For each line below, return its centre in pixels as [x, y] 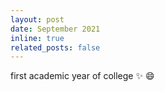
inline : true [37, 38]
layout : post [37, 19]
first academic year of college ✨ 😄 [82, 76]
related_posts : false [55, 47]
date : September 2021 [55, 29]
